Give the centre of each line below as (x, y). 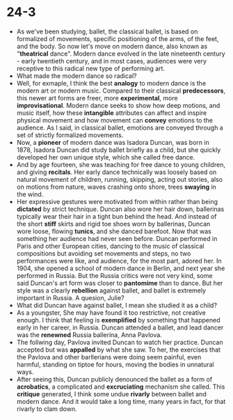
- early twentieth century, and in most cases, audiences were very (111, 61)
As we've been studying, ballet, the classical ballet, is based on (107, 31)
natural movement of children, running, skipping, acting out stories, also (120, 179)
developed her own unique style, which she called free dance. (106, 157)
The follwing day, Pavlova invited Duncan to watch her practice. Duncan (120, 342)
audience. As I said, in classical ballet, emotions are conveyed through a (120, 127)
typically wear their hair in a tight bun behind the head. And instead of (116, 216)
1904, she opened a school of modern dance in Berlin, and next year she (121, 268)
